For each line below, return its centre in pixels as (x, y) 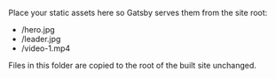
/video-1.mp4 (46, 48)
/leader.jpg (41, 39)
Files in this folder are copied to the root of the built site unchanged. (132, 65)
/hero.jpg (38, 29)
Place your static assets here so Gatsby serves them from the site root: (138, 13)
